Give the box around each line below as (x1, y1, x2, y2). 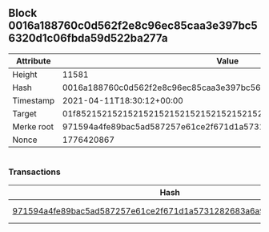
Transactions (8, 166, 62, 177)
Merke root (12, 120, 54, 132)
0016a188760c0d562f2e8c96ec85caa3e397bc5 (8, 19, 258, 33)
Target (12, 108, 38, 119)
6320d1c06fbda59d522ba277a (8, 31, 168, 45)
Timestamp (12, 95, 55, 106)
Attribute (15, 55, 51, 67)
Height (12, 68, 38, 79)
